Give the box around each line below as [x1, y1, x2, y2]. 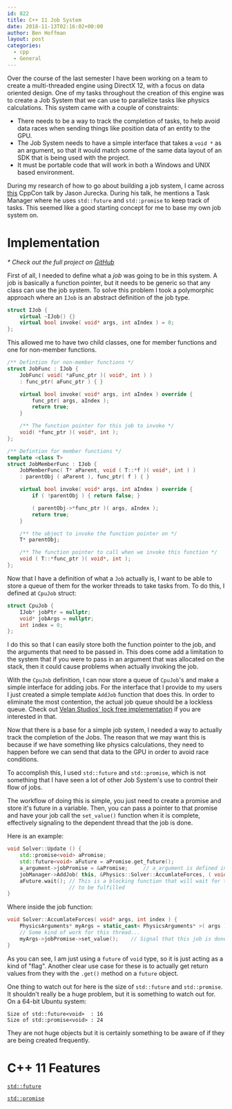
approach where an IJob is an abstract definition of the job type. [7, 293, 190, 301]
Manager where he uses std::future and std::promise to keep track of [7, 196, 210, 204]
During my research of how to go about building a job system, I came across [7, 181, 224, 190]
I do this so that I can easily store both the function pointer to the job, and [7, 640, 216, 649]
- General [13, 55, 41, 62]
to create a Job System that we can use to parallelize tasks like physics [7, 96, 210, 104]
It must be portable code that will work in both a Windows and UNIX [17, 160, 211, 169]
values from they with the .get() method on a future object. [7, 969, 179, 977]
